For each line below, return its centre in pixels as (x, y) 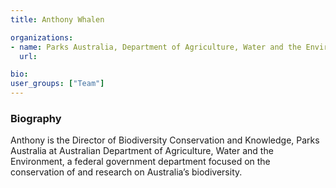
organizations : (42, 37)
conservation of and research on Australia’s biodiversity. (126, 172)
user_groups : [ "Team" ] (57, 84)
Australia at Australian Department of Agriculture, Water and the (142, 151)
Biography (36, 118)
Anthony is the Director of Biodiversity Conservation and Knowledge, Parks (165, 140)
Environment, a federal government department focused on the (140, 162)
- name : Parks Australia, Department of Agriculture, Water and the (156, 47)
